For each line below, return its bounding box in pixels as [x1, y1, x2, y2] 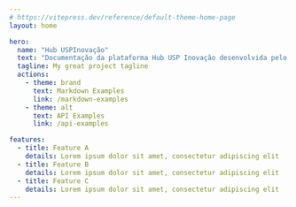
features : [9, 135, 46, 144]
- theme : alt [25, 103, 74, 111]
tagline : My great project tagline [17, 62, 149, 71]
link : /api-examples [32, 119, 109, 128]
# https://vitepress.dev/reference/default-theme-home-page [9, 12, 237, 22]
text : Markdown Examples [32, 86, 125, 96]
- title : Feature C [17, 176, 90, 186]
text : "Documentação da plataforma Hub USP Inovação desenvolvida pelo [17, 54, 288, 63]
